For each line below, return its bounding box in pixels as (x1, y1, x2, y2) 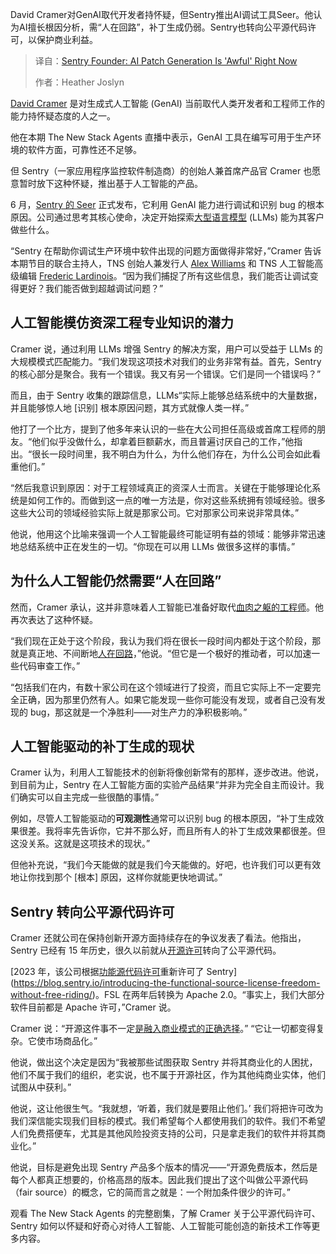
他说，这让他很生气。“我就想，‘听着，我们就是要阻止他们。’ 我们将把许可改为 (10, 1103, 324, 1115)
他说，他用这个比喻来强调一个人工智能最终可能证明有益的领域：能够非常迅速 (10, 528, 326, 540)
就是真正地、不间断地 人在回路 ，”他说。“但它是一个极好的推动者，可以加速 (10, 647, 312, 659)
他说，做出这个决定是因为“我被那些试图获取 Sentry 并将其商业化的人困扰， (10, 1056, 318, 1068)
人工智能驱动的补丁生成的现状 (10, 738, 195, 755)
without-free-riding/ (10, 989, 93, 1001)
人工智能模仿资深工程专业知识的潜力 (10, 314, 234, 332)
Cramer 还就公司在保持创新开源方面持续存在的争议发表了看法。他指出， (10, 932, 307, 944)
